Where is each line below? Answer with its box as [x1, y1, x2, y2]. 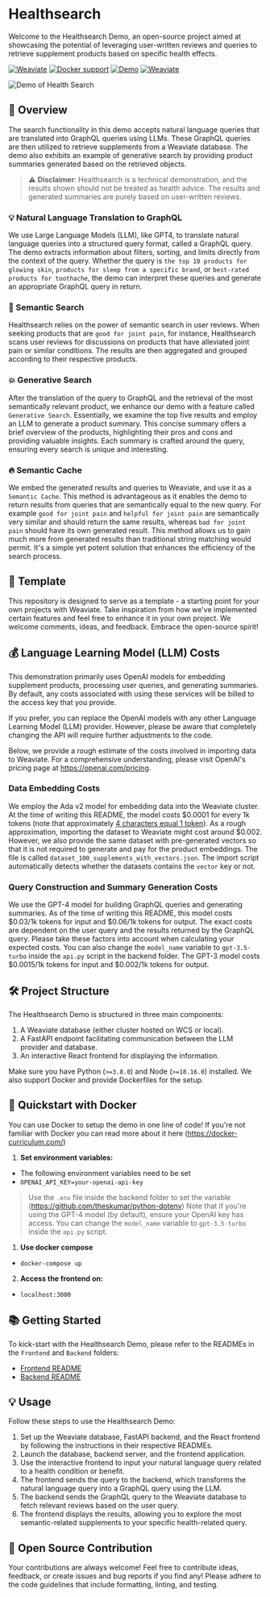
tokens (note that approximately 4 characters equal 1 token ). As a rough [8, 818, 247, 828]
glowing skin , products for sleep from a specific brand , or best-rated [8, 265, 250, 274]
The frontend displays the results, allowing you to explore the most [19, 1509, 242, 1519]
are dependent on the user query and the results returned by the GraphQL [8, 925, 255, 936]
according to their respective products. [8, 354, 139, 364]
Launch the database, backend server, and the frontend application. [19, 1449, 246, 1459]
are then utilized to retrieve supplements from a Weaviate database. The [8, 142, 248, 152]
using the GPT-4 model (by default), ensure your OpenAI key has [27, 1209, 244, 1219]
